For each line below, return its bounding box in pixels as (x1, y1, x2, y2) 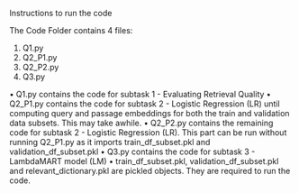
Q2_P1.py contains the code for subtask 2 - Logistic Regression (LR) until (9, 98, 281, 109)
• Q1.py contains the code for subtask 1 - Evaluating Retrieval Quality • (9, 89, 272, 99)
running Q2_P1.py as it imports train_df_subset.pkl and (9, 137, 211, 147)
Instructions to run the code (9, 8, 113, 18)
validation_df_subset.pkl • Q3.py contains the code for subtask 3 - (9, 146, 256, 157)
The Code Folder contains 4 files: (9, 25, 133, 35)
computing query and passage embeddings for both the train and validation (9, 108, 290, 118)
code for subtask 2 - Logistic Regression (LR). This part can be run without (9, 127, 287, 138)
